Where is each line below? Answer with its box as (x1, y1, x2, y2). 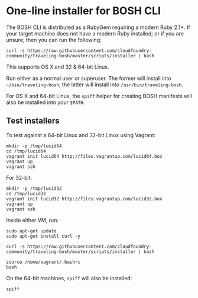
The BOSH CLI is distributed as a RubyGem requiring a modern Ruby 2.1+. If (6, 24, 190, 31)
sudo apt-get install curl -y (6, 233, 81, 239)
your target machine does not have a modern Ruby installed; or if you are (6, 30, 184, 37)
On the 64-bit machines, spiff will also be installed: (6, 274, 132, 281)
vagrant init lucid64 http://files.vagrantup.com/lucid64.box (6, 153, 163, 159)
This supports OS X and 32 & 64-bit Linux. (6, 63, 109, 70)
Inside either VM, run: (6, 216, 59, 223)
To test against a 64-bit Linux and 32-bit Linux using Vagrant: (6, 131, 155, 138)
